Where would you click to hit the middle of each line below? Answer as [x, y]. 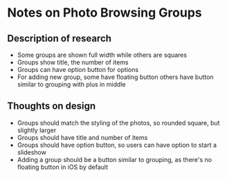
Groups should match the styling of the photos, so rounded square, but [118, 123]
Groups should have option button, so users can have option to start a [117, 145]
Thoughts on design [52, 106]
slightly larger [37, 130]
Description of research [60, 38]
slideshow [31, 152]
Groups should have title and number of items [82, 137]
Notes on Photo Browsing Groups [105, 13]
